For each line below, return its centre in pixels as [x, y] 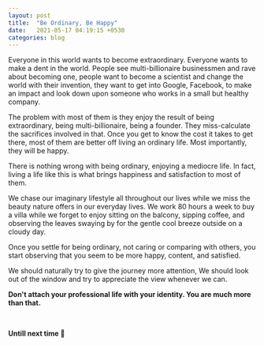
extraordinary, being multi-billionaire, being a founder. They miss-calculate [129, 126]
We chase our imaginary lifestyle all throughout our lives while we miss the [129, 198]
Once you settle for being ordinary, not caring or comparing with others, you [132, 247]
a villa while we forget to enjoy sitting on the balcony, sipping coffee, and [126, 215]
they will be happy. [39, 151]
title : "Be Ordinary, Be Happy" [63, 23]
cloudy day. [27, 232]
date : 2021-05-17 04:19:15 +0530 [67, 30]
